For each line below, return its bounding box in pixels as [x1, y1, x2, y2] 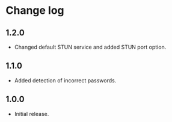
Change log [5, 4, 64, 17]
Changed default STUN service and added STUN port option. [14, 43, 167, 50]
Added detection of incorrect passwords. [14, 76, 117, 84]
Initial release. [14, 110, 49, 117]
